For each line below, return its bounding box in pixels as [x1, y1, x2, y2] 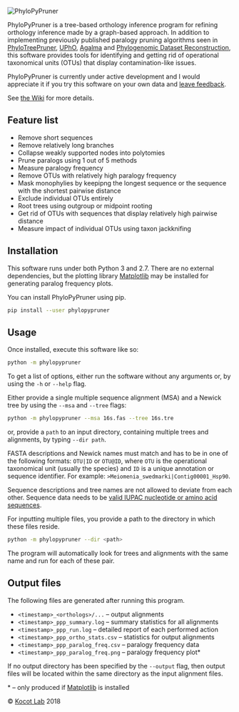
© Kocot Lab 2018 [7, 696, 61, 706]
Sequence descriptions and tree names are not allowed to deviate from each [7, 486, 233, 494]
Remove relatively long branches [17, 141, 114, 149]
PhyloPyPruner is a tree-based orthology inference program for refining [7, 21, 218, 29]
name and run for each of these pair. [7, 556, 116, 565]
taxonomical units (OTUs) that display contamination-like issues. [7, 59, 197, 67]
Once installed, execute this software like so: [7, 345, 139, 354]
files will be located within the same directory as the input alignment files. [7, 669, 223, 678]
